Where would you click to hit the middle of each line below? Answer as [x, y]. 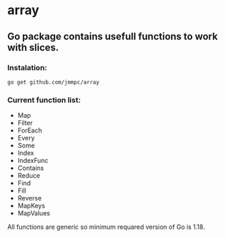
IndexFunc [33, 161]
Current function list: [44, 100]
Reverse [30, 198]
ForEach [30, 130]
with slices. [33, 47]
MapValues [34, 213]
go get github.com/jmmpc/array [53, 82]
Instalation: [27, 67]
